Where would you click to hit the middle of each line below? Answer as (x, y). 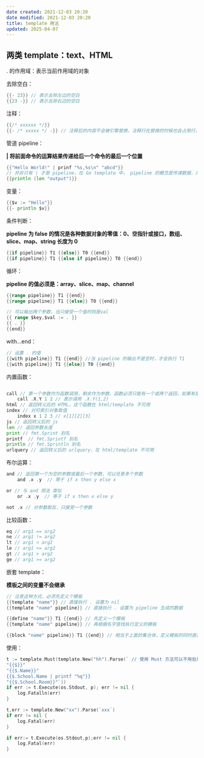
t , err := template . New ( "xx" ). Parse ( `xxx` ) (61, 710)
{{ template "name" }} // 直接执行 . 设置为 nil (63, 602)
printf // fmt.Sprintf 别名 (42, 439)
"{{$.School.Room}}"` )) (36, 682)
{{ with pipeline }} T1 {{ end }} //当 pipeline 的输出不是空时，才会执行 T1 (96, 359)
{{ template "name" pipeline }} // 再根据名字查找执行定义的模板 (81, 625)
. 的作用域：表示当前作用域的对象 (48, 71)
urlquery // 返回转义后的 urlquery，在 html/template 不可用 (80, 450)
